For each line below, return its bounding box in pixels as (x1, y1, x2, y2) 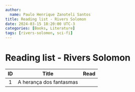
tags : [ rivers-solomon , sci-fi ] (5, 30, 73, 35)
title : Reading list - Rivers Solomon (5, 16, 86, 21)
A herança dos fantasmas (18, 78, 78, 85)
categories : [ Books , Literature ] (5, 26, 75, 31)
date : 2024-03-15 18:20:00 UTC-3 (5, 21, 75, 26)
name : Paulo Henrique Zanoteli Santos (10, 12, 91, 17)
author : (5, 7, 22, 12)
